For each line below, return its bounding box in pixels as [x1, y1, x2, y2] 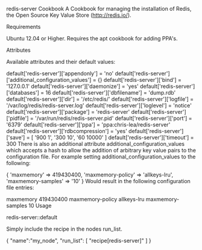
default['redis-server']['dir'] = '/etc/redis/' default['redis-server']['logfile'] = [6, 96, 194, 102]
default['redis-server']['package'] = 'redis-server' [6, 108, 130, 115]
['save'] [6, 134, 25, 141]
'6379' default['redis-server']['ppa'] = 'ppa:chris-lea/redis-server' [6, 121, 171, 128]
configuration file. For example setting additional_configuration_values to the [6, 153, 196, 160]
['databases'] [6, 89, 39, 96]
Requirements [6, 23, 41, 30]
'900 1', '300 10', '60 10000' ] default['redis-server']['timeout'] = [34, 134, 194, 141]
